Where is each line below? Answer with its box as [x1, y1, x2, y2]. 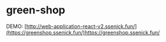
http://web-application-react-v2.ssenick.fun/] [26, 23, 137, 30]
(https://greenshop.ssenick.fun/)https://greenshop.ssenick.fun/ [6, 29, 160, 36]
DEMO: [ [6, 23, 26, 30]
